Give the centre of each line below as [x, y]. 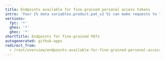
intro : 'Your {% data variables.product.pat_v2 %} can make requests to [81, 14]
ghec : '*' [19, 32]
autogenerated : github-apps [34, 41]
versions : [15, 18]
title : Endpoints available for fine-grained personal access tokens [78, 9]
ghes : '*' [19, 28]
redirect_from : [21, 45]
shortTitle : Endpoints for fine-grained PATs [52, 37]
